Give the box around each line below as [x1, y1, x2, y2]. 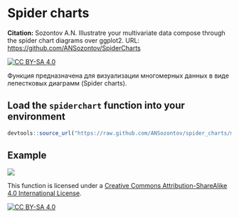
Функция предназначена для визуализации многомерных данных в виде [7, 71, 230, 80]
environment [7, 110, 65, 123]
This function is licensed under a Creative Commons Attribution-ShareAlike [7, 182, 228, 190]
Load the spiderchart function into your [7, 100, 185, 112]
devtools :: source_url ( [7, 130, 75, 137]
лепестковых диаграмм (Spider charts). [7, 78, 127, 87]
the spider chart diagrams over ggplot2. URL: [7, 36, 140, 44]
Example [7, 150, 47, 162]
